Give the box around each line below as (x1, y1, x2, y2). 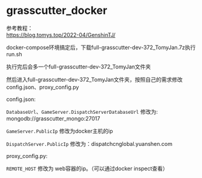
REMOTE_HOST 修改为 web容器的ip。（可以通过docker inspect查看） (6, 165, 168, 172)
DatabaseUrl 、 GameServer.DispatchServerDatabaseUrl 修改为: (6, 108, 158, 115)
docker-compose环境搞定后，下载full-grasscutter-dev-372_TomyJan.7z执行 (6, 44, 196, 51)
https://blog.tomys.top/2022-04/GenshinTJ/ (6, 31, 116, 38)
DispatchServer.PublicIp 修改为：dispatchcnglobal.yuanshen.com (6, 140, 172, 147)
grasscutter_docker (6, 4, 108, 18)
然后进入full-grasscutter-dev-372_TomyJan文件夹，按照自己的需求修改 (6, 76, 183, 83)
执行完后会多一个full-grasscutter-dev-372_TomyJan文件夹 (6, 63, 151, 70)
